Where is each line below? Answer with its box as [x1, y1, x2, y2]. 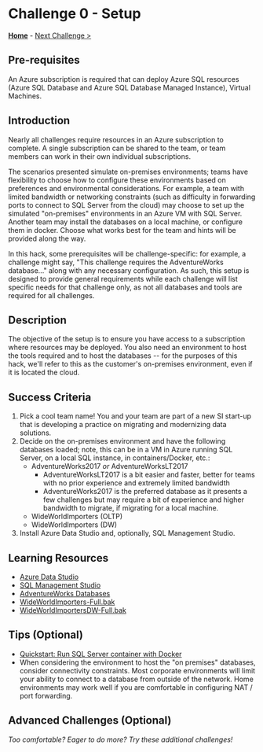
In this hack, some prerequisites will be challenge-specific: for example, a [8, 249, 247, 258]
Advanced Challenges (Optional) [8, 713, 172, 728]
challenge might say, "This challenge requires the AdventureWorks [8, 257, 224, 267]
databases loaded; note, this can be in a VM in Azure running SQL [19, 445, 233, 455]
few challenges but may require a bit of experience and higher [42, 495, 245, 504]
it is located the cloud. [8, 367, 80, 378]
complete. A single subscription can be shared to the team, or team [8, 143, 226, 153]
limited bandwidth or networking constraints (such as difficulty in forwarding [8, 192, 256, 201]
